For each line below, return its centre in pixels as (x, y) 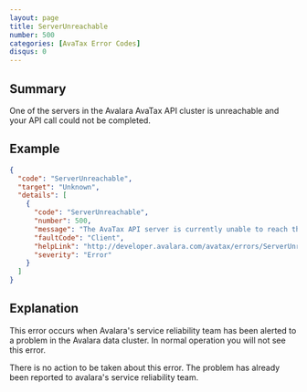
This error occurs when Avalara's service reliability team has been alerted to (153, 330)
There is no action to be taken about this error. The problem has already (145, 367)
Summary (38, 89)
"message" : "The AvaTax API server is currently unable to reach (160, 229)
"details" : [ (42, 196)
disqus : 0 (28, 52)
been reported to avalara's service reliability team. (104, 377)
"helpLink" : (56, 246)
